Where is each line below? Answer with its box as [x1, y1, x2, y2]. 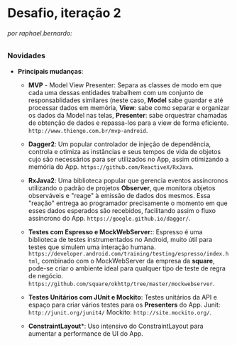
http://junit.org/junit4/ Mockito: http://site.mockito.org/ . [28, 307, 212, 317]
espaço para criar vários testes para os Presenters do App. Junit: [28, 300, 221, 309]
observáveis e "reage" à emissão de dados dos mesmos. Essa [28, 191, 211, 199]
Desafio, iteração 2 [7, 5, 122, 21]
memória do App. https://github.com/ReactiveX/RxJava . [28, 162, 194, 171]
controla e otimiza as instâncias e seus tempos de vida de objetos [28, 147, 221, 155]
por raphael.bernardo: [7, 28, 72, 37]
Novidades [7, 51, 46, 61]
